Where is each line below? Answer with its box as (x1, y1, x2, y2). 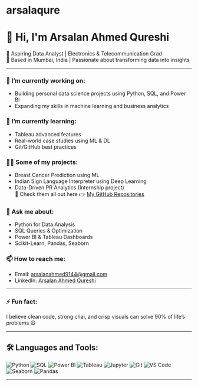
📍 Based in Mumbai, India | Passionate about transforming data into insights (6, 57, 190, 64)
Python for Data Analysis (14, 221, 75, 228)
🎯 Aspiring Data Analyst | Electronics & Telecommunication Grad (6, 50, 162, 57)
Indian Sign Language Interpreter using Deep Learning (14, 178, 147, 185)
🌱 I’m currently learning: (6, 117, 77, 126)
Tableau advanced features (14, 130, 81, 138)
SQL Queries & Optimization (14, 227, 82, 234)
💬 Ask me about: (6, 207, 54, 215)
